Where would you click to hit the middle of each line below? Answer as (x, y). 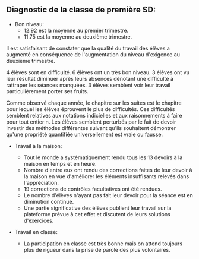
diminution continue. (49, 201)
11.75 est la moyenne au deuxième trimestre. (78, 37)
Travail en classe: (36, 232)
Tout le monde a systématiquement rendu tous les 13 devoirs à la (103, 157)
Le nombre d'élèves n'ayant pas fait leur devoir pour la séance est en (108, 195)
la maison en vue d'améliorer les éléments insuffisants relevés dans (106, 176)
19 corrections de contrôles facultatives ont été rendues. (93, 189)
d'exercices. (39, 220)
